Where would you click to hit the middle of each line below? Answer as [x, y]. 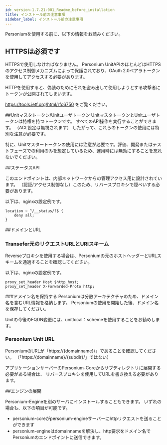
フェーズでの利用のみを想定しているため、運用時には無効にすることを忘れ [86, 151]
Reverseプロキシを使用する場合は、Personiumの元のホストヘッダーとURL [81, 256]
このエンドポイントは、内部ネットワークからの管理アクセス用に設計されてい [83, 178]
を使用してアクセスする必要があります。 [46, 77]
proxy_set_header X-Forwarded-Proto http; [50, 287]
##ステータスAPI [22, 168]
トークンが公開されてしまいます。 [40, 94]
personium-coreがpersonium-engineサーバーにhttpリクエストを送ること [87, 418]
